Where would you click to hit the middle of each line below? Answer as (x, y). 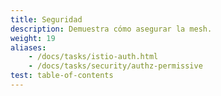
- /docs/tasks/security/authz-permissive (115, 66)
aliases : (28, 47)
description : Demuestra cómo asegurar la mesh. (111, 29)
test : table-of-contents (62, 76)
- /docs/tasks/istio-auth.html (93, 57)
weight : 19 (33, 38)
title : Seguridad (46, 19)
